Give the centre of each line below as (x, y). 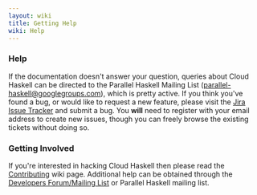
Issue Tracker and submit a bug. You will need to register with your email (129, 110)
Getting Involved (41, 148)
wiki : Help (27, 30)
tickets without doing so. (49, 127)
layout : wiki (30, 16)
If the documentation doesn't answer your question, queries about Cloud (128, 76)
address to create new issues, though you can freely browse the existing (128, 119)
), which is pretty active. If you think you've (171, 93)
